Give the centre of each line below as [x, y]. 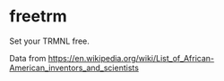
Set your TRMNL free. [49, 41]
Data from [28, 58]
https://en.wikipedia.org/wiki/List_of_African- [131, 58]
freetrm [38, 16]
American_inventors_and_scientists [74, 68]
